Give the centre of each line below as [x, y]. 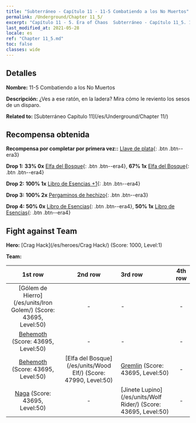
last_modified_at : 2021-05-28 [43, 28]
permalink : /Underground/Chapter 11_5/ [55, 17]
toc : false [19, 44]
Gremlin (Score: [142, 366]
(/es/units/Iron [33, 303]
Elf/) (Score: [89, 373]
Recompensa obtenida [48, 134]
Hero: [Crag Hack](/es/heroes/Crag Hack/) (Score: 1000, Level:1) [84, 245]
